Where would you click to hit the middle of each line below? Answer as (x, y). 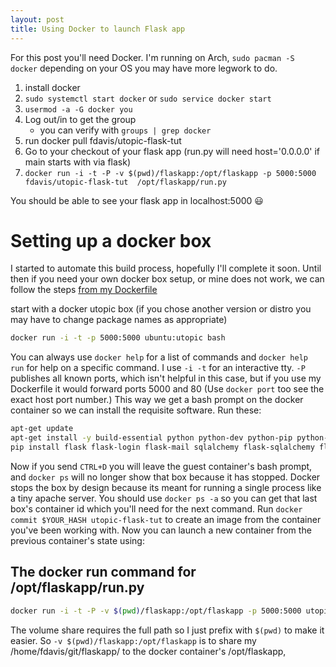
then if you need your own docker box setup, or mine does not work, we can (167, 279)
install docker (52, 87)
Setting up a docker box (111, 240)
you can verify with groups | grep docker (125, 130)
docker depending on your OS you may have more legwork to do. (144, 68)
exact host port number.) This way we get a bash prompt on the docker (157, 400)
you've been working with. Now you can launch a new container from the (161, 530)
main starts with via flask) (77, 162)
